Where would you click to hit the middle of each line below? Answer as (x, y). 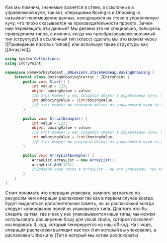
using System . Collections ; (33, 59)
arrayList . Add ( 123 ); (53, 165)
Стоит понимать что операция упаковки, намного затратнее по (73, 193)
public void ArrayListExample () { (59, 155)
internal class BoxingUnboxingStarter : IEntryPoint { (72, 77)
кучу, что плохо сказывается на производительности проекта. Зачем (79, 23)
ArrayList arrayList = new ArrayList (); (74, 160)
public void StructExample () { (55, 119)
